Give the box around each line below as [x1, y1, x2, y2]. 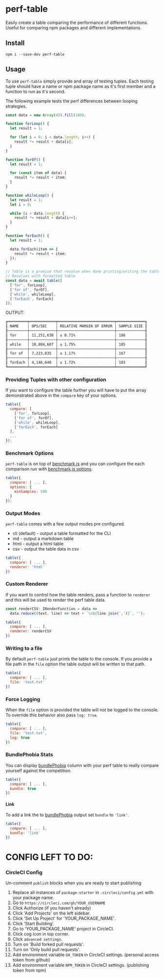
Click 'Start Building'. [12, 921, 55, 927]
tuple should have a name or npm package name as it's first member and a [5, 83, 156, 89]
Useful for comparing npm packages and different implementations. [5, 24, 142, 30]
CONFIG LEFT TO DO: [5, 851, 93, 863]
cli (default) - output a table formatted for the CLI [12, 530, 111, 536]
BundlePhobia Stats [5, 751, 53, 758]
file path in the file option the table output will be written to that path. [5, 661, 146, 667]
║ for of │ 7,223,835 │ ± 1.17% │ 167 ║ [5, 351, 147, 356]
